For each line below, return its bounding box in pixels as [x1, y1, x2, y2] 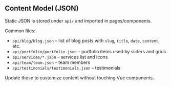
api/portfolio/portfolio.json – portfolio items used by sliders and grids [12, 48, 166, 54]
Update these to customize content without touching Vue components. [5, 74, 154, 81]
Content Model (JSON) [5, 4, 79, 13]
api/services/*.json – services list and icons [12, 54, 108, 60]
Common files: [5, 28, 36, 34]
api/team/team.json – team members [12, 59, 91, 66]
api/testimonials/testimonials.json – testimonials [12, 64, 121, 71]
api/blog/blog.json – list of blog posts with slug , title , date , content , [12, 37, 160, 44]
